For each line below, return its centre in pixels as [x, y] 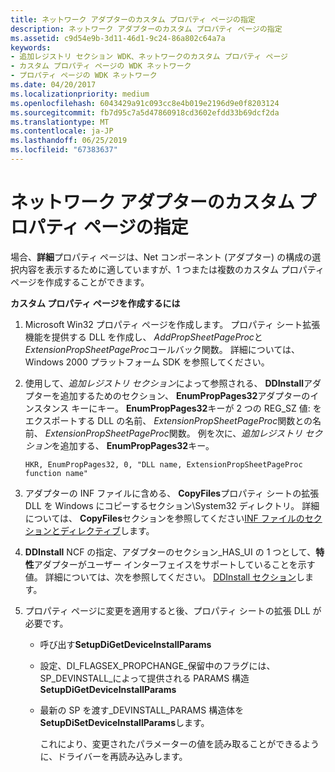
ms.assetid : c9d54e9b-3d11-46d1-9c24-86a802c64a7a [118, 38]
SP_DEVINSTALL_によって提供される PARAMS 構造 [144, 678]
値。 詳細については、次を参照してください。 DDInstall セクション [160, 577]
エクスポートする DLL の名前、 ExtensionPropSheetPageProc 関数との [168, 420]
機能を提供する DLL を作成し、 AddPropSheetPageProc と [143, 337]
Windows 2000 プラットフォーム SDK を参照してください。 [147, 362]
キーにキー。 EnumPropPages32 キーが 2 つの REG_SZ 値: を [196, 408]
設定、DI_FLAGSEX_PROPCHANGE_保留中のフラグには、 [157, 665]
